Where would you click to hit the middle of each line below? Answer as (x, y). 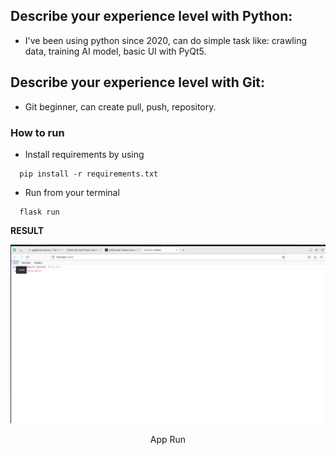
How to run (37, 132)
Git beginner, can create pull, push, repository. (120, 106)
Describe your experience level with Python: (151, 16)
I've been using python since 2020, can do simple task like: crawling (165, 40)
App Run (168, 440)
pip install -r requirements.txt (89, 174)
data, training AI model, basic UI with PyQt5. (115, 51)
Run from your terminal (72, 192)
